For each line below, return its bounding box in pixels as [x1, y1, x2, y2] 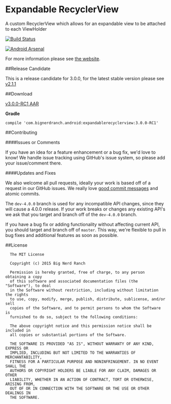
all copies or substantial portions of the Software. [10, 332, 127, 338]
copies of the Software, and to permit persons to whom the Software [10, 305, 161, 311]
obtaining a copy [5, 274, 42, 279]
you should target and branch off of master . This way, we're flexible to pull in [5, 226, 166, 233]
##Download [5, 90, 33, 97]
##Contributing [5, 129, 37, 135]
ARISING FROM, [5, 382, 36, 387]
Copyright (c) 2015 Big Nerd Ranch [10, 260, 86, 266]
